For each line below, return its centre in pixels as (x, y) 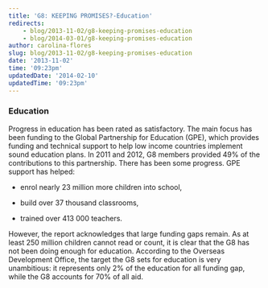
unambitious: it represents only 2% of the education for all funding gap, (127, 268)
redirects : (27, 23)
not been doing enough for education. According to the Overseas (117, 251)
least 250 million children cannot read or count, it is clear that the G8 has (129, 242)
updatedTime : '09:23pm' (48, 83)
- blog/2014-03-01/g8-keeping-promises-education (108, 38)
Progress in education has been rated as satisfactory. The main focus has (130, 129)
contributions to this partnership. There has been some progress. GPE (124, 163)
